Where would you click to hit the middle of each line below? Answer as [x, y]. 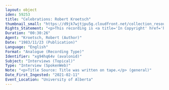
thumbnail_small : [23, 24]
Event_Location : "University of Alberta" [49, 79]
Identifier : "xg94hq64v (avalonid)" [44, 56]
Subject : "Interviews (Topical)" [40, 61]
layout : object [21, 10]
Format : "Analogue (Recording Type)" [45, 51]
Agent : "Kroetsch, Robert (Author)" [44, 38]
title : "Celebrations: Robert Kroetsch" [48, 19]
